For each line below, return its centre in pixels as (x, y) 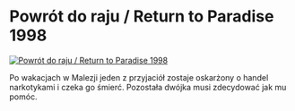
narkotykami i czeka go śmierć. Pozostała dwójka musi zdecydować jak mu (148, 87)
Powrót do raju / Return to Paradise (142, 17)
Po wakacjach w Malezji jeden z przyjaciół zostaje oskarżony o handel (139, 77)
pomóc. (23, 97)
